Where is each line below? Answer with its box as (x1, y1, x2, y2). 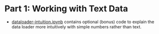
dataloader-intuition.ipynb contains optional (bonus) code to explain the (11, 19, 155, 25)
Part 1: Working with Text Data (4, 3, 129, 14)
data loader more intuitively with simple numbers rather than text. (11, 24, 142, 29)
